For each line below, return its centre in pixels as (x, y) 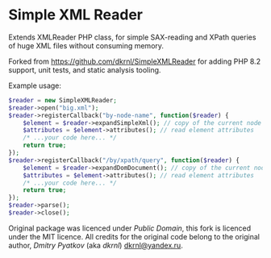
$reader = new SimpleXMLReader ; (63, 100)
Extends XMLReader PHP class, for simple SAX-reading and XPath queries (132, 37)
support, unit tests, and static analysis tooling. (85, 69)
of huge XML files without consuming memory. (86, 45)
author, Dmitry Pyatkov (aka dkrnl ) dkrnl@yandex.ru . (96, 245)
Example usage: (35, 85)
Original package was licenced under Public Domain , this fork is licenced (130, 228)
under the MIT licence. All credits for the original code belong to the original (134, 236)
